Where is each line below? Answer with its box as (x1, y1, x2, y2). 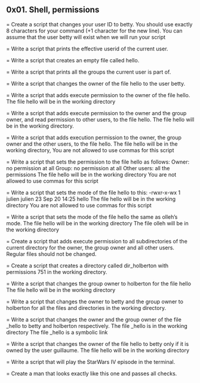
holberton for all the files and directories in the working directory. (6, 304, 166, 311)
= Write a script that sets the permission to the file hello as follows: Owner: (6, 158, 190, 165)
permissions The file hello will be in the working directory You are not (6, 171, 177, 178)
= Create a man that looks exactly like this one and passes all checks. (6, 370, 177, 377)
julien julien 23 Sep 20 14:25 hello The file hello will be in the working (6, 195, 176, 203)
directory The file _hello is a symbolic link (6, 328, 108, 336)
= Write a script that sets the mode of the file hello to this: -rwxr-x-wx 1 (6, 189, 181, 196)
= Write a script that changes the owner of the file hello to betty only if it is (6, 340, 189, 347)
